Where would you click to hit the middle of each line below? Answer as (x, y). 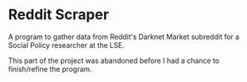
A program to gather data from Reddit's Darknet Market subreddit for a (124, 37)
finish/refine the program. (50, 68)
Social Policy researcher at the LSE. (66, 45)
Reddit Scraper (59, 15)
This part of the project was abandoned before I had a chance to (114, 61)
